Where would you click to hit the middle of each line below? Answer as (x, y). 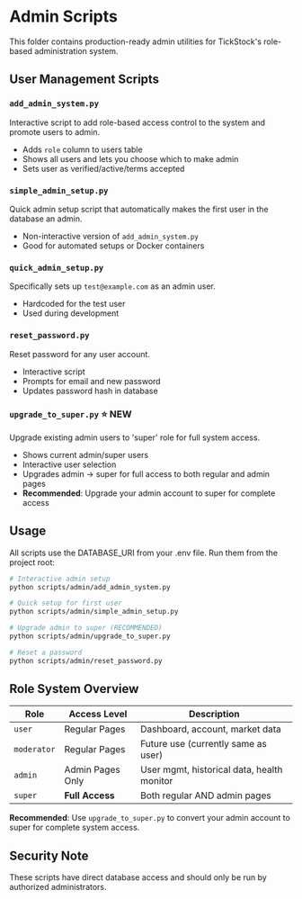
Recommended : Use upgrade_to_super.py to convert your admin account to (150, 818)
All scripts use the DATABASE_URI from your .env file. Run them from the (144, 553)
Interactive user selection (69, 464)
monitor (157, 781)
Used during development (71, 313)
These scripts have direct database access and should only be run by (138, 877)
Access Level (98, 715)
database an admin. (46, 219)
